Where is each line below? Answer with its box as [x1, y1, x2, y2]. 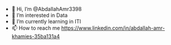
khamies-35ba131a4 [11, 33, 60, 40]
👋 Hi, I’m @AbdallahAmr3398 [11, 6, 82, 12]
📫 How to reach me [11, 25, 60, 32]
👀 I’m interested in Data [11, 12, 68, 19]
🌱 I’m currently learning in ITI [11, 18, 81, 25]
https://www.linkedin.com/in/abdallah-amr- [61, 25, 165, 32]
